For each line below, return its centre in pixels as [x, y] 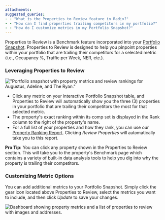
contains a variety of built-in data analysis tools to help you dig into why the [82, 158]
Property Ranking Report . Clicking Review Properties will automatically [84, 133]
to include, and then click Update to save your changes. [62, 197]
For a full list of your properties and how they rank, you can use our [81, 128]
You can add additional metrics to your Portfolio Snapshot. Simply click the [81, 187]
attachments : [18, 10]
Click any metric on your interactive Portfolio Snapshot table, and [78, 96]
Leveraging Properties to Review [45, 71]
